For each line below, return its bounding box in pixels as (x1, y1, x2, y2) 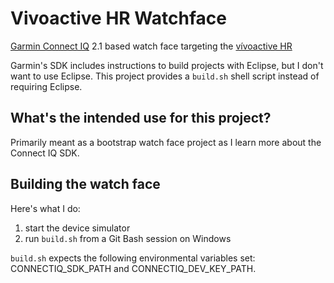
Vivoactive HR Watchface (10, 7, 227, 30)
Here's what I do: (10, 202, 81, 214)
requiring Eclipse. (10, 80, 83, 92)
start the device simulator (24, 222, 131, 234)
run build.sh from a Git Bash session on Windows (24, 232, 232, 244)
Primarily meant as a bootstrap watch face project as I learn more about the (10, 136, 322, 148)
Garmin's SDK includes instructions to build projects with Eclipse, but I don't (10, 59, 324, 71)
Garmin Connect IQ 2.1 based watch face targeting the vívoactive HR (10, 40, 293, 52)
